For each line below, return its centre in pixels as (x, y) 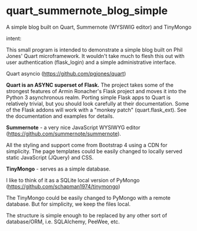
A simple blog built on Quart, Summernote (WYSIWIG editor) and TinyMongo (99, 27)
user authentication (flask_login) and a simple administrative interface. (91, 62)
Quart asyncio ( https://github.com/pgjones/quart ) (66, 73)
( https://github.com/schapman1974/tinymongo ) (63, 186)
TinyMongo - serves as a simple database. (58, 169)
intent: (14, 38)
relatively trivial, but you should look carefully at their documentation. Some (98, 103)
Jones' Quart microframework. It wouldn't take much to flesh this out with (96, 56)
